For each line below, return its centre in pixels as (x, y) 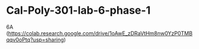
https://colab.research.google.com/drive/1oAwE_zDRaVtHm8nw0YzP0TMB (100, 33)
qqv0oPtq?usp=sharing (35, 39)
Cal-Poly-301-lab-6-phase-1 (79, 10)
